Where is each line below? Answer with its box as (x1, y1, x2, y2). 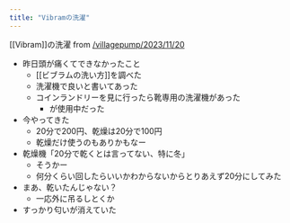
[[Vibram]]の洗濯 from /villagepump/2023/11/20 (9, 39, 186, 49)
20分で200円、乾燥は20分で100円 (35, 125, 163, 136)
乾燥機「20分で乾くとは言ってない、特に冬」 (22, 147, 190, 158)
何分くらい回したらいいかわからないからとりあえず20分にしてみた (35, 170, 282, 181)
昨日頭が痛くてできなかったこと (22, 58, 141, 68)
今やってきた (22, 114, 70, 125)
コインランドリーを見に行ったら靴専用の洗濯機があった (35, 92, 241, 103)
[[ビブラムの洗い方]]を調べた (35, 69, 142, 80)
